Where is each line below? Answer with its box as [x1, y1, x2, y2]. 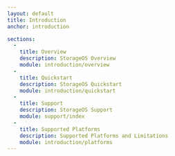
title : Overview [19, 49, 67, 55]
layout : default [7, 10, 54, 17]
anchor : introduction [7, 23, 70, 30]
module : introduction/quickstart [19, 87, 116, 94]
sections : [7, 35, 36, 42]
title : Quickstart [19, 74, 73, 81]
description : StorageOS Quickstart [19, 80, 122, 87]
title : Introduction [7, 17, 67, 24]
